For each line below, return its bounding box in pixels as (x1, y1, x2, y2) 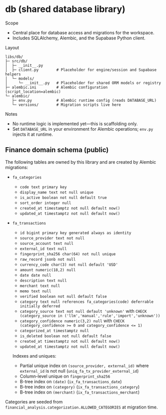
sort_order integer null (19, 201, 72, 206)
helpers (5, 71, 21, 77)
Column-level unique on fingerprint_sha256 (19, 373, 110, 379)
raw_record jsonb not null (19, 257, 76, 262)
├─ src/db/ (5, 58, 28, 63)
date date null (19, 273, 51, 278)
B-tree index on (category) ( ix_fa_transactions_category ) (19, 384, 140, 390)
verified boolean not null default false (19, 294, 107, 299)
